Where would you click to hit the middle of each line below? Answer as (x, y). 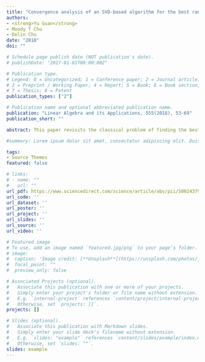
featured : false (27, 163)
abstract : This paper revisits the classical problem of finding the (97, 130)
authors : (17, 18)
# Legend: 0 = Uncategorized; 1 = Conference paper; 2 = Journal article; (103, 79)
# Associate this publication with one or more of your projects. (95, 287)
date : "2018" (23, 40)
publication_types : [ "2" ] (39, 96)
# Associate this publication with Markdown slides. (77, 327)
